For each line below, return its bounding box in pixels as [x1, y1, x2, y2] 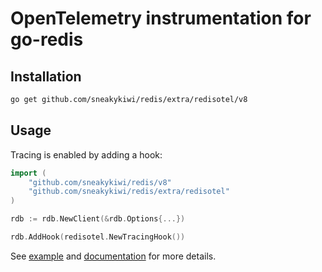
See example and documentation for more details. [10, 250, 217, 262]
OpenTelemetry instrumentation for [10, 7, 312, 30]
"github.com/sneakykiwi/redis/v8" [28, 177, 172, 187]
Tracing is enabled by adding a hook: [10, 148, 163, 161]
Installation [10, 68, 82, 85]
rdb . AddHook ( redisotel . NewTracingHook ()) [10, 232, 186, 242]
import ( [10, 168, 47, 178]
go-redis [10, 28, 84, 51]
